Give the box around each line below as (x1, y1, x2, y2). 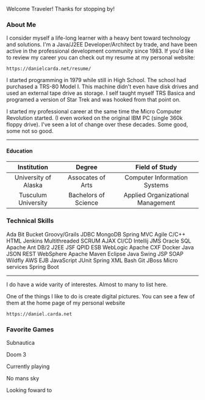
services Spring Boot (6, 263, 59, 270)
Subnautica (6, 339, 35, 347)
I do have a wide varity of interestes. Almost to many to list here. (6, 281, 168, 288)
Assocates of (68, 173, 106, 181)
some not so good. (6, 127, 54, 135)
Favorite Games (6, 325, 54, 333)
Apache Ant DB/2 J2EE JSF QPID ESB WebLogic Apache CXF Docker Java (6, 243, 194, 251)
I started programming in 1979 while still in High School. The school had (6, 77, 186, 84)
